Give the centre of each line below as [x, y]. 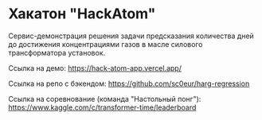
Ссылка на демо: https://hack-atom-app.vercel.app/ [95, 68]
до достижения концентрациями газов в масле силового [106, 44]
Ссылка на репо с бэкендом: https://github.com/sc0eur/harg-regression [129, 83]
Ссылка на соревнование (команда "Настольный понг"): [105, 99]
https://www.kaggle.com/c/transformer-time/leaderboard [102, 107]
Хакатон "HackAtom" [82, 14]
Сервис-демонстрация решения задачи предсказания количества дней [131, 36]
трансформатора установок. [57, 52]
